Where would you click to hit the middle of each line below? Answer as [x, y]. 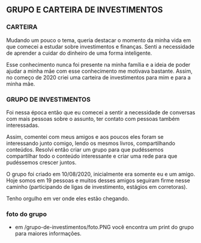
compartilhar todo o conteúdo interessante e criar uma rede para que [92, 156]
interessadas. [23, 125]
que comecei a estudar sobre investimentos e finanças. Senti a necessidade [100, 46]
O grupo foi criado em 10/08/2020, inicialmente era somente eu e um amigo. [101, 174]
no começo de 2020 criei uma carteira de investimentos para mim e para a [98, 77]
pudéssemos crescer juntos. [41, 162]
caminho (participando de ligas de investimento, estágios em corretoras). [97, 186]
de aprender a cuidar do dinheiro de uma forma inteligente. [79, 53]
